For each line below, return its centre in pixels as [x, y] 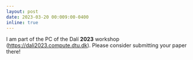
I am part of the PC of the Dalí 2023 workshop [63, 39]
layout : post [22, 11]
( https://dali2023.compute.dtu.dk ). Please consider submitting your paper [96, 45]
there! [13, 52]
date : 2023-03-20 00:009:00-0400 [48, 17]
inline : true [22, 22]
